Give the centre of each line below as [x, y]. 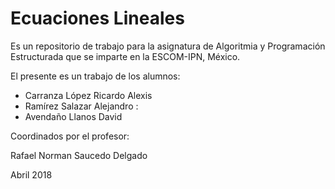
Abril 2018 [31, 174]
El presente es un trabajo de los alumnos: [95, 76]
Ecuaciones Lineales [97, 18]
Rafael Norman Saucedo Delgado [79, 155]
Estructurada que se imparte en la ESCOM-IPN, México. [125, 56]
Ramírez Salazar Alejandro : [81, 106]
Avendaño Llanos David [73, 116]
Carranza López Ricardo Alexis [88, 95]
